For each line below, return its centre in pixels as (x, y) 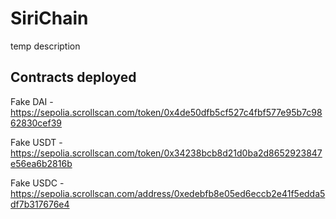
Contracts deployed (73, 77)
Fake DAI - (32, 101)
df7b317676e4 (40, 204)
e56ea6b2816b (41, 163)
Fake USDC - (37, 183)
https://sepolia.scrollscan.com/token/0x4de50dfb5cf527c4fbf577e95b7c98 (166, 112)
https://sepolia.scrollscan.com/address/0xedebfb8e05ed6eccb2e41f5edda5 (168, 193)
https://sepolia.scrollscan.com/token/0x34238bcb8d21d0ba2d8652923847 (166, 153)
